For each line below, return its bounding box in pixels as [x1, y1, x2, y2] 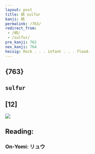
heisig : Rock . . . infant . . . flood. [5, 49, 91, 54]
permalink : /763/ [5, 21, 41, 26]
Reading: [5, 128, 34, 136]
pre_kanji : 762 [5, 40, 37, 45]
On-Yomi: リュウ [5, 143, 45, 150]
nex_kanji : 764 [5, 44, 37, 49]
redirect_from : [5, 26, 37, 31]
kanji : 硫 [5, 16, 25, 21]
